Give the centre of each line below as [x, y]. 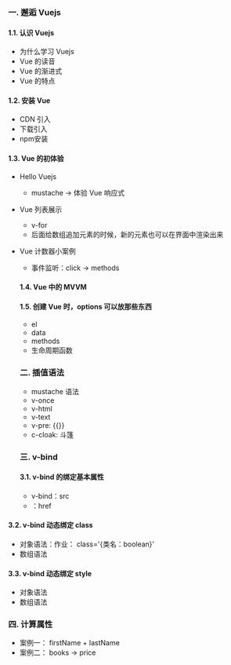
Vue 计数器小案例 [47, 251]
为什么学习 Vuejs [47, 52]
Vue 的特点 [37, 81]
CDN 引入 [35, 119]
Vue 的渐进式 [41, 71]
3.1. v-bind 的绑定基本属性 [61, 477]
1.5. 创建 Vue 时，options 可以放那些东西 [86, 306]
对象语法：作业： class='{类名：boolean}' [87, 544]
